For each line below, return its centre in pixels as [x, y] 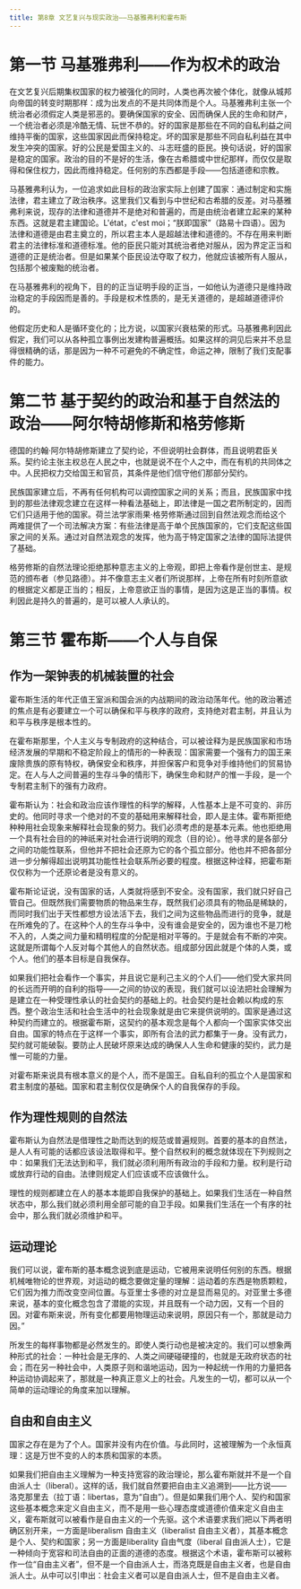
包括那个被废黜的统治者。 [56, 267]
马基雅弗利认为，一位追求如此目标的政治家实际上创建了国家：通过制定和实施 [150, 188]
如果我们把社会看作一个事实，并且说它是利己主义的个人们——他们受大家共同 [150, 977]
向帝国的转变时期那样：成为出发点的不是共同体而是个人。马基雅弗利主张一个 [150, 102]
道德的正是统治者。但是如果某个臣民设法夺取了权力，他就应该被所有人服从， [150, 256]
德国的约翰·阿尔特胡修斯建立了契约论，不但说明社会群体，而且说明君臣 [140, 450]
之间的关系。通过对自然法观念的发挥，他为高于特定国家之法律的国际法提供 [154, 537]
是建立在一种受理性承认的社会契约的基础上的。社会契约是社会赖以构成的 [142, 1000]
